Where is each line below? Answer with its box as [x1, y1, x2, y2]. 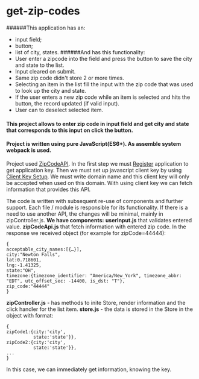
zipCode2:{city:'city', [6, 339, 66, 345]
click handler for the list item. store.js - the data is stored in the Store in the [6, 305, 193, 313]
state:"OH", [6, 267, 36, 274]
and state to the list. [14, 61, 65, 69]
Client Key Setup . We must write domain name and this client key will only [6, 173, 190, 180]
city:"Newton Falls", [6, 251, 61, 257]
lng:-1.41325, [6, 262, 42, 268]
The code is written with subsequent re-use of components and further [6, 197, 183, 204]
